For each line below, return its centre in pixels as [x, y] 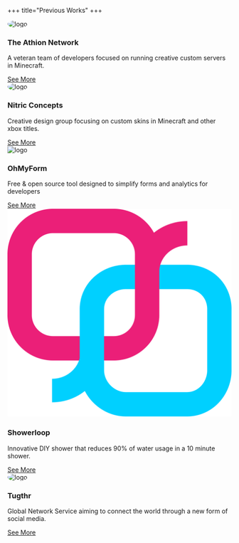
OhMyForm [27, 168]
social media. [27, 519]
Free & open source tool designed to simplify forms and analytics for [108, 184]
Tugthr [20, 495]
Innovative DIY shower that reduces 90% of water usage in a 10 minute [111, 448]
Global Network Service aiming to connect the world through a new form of [118, 511]
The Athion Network [43, 42]
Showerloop [29, 433]
